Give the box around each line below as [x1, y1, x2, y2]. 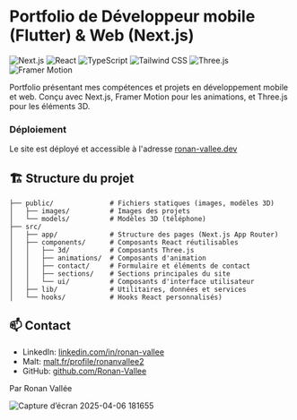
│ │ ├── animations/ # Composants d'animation [9, 253, 206, 263]
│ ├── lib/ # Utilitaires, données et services [9, 285, 247, 295]
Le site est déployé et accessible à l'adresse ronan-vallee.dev [9, 143, 238, 154]
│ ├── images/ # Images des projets [9, 207, 191, 216]
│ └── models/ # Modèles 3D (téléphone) [9, 215, 206, 224]
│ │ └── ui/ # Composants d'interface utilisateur [9, 278, 255, 287]
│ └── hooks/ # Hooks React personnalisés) [9, 293, 223, 302]
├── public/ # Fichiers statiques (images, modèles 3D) [9, 199, 275, 208]
